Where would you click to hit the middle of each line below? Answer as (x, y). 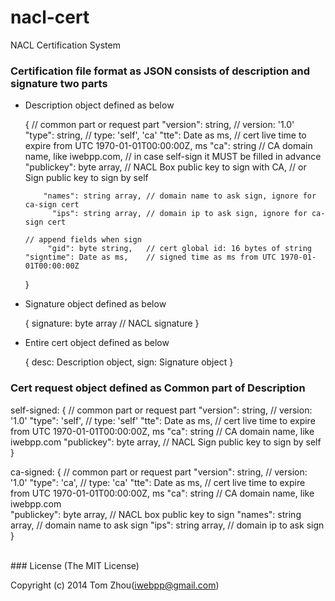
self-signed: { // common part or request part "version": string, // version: (161, 410)
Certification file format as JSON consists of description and (160, 71)
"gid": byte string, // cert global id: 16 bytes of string (179, 249)
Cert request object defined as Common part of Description (158, 388)
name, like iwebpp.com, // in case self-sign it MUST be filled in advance (173, 157)
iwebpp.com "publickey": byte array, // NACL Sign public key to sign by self (166, 442)
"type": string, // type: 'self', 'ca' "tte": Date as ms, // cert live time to (165, 135)
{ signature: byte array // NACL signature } (112, 323)
